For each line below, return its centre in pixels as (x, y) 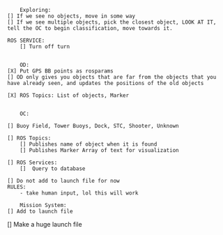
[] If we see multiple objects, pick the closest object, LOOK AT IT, (112, 22)
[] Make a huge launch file (45, 224)
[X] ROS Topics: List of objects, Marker (68, 96)
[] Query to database (53, 169)
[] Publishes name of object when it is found (89, 144)
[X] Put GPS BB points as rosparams (60, 71)
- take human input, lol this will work (79, 193)
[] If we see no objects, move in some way (71, 16)
